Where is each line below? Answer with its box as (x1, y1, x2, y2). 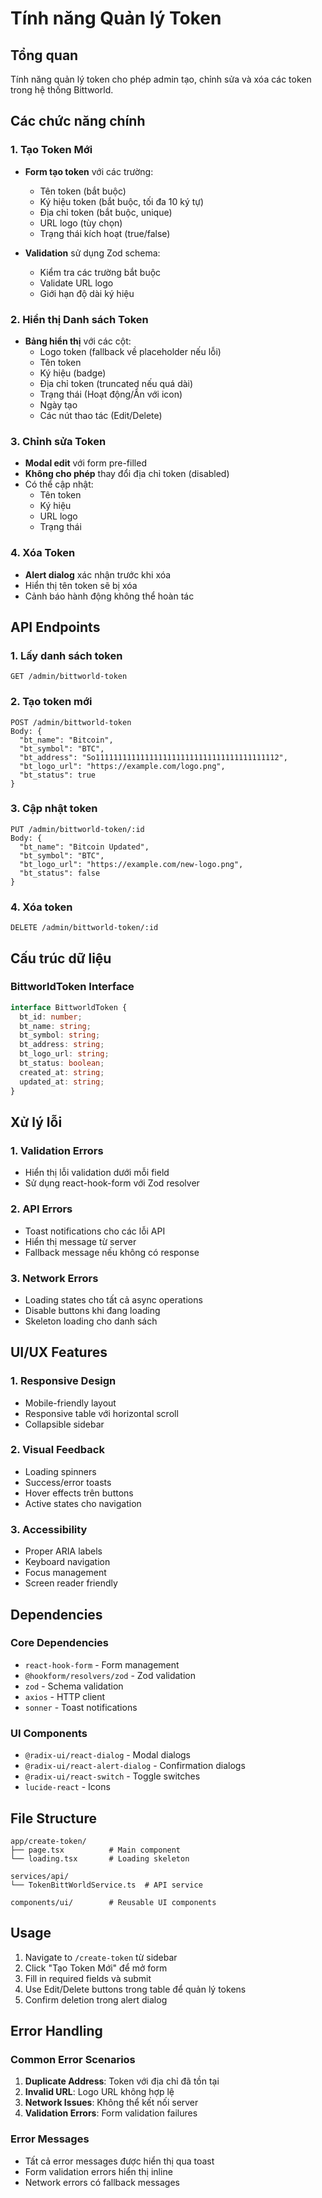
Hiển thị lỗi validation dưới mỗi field (24, 1167, 170, 1179)
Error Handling (10, 2023, 103, 2040)
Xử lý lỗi (10, 1113, 63, 1131)
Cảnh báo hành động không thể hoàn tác (24, 590, 195, 602)
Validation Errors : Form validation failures (24, 2107, 198, 2119)
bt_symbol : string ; (19, 1030, 101, 1041)
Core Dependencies (10, 1636, 110, 1650)
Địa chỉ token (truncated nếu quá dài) (39, 377, 194, 389)
